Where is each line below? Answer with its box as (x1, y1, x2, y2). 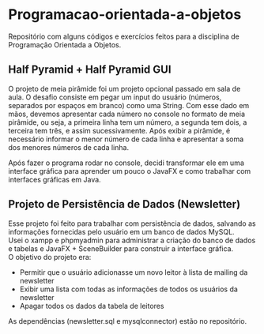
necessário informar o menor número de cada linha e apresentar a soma (8, 134, 244, 144)
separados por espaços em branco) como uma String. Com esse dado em (8, 100, 250, 110)
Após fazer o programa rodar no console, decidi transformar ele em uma (8, 158, 245, 167)
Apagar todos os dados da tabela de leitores (19, 301, 164, 310)
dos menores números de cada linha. (8, 142, 129, 152)
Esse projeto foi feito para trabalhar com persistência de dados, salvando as (8, 219, 256, 228)
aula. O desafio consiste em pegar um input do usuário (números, (8, 92, 222, 102)
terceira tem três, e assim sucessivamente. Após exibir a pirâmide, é (8, 126, 231, 135)
